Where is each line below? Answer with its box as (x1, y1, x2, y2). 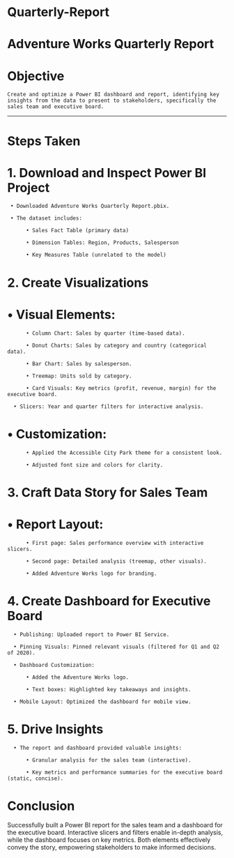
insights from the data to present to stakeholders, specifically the (7, 97, 217, 105)
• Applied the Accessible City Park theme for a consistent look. (25, 449, 223, 456)
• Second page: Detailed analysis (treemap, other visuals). (25, 557, 208, 565)
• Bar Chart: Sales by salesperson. (25, 360, 132, 367)
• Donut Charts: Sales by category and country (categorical (25, 342, 208, 349)
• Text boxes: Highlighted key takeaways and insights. (25, 686, 192, 693)
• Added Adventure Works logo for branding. (25, 570, 157, 577)
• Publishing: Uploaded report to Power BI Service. (13, 631, 170, 638)
